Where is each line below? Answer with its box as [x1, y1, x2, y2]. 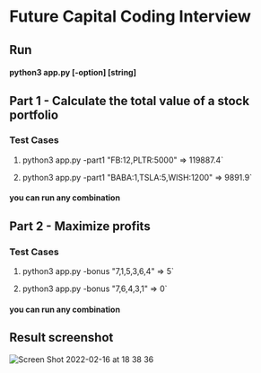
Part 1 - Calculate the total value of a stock [9, 93, 249, 109]
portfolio [9, 107, 59, 122]
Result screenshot [9, 330, 114, 345]
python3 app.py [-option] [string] [9, 67, 137, 78]
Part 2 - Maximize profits [9, 218, 151, 234]
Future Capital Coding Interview [9, 6, 251, 27]
